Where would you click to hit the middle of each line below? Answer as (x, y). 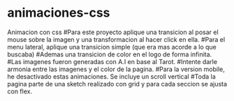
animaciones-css (59, 13)
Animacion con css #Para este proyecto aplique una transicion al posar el (113, 32)
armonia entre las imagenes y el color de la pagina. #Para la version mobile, (116, 69)
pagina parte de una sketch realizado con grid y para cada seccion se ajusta (117, 84)
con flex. (20, 91)
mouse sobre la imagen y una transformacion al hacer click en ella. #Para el (116, 39)
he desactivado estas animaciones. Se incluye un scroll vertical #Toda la (112, 76)
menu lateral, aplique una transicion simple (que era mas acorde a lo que (112, 47)
